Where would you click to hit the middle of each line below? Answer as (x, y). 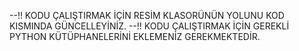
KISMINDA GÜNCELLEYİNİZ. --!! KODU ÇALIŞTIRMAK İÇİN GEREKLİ (149, 26)
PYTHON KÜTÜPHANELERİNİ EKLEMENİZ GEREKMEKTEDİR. (135, 36)
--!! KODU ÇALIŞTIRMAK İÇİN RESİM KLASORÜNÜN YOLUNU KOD (147, 15)
